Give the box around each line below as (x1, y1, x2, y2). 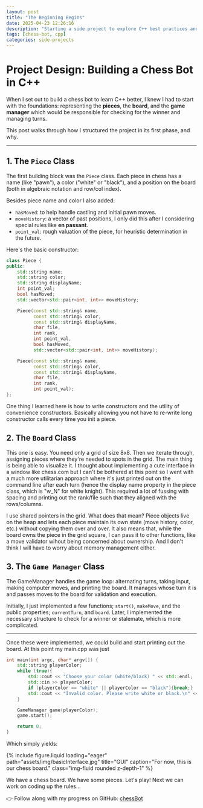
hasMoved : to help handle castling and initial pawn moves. (14, 208, 156, 216)
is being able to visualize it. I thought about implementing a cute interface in (6, 461, 195, 469)
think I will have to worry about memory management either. (6, 544, 156, 551)
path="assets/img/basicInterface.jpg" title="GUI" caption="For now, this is (6, 758, 192, 765)
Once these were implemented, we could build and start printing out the (6, 638, 185, 646)
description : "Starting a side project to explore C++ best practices (6, 25, 188, 32)
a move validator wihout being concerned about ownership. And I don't (6, 537, 183, 545)
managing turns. (6, 115, 47, 122)
